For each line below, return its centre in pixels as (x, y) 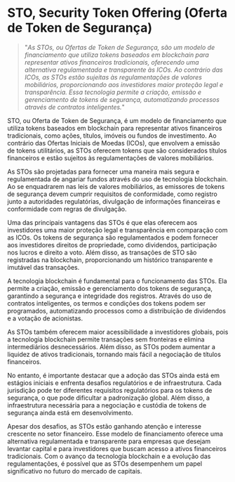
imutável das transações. (43, 267)
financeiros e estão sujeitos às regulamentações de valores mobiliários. (110, 158)
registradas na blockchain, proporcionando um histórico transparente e (110, 260)
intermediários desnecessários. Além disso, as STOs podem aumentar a (112, 346)
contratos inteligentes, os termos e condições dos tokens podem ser (106, 303)
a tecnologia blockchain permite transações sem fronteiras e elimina (106, 339)
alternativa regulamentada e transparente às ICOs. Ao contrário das (123, 70)
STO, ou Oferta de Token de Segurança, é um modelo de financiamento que (117, 120)
